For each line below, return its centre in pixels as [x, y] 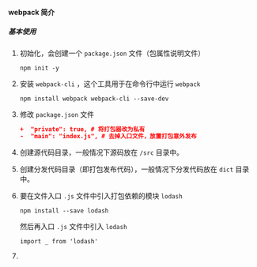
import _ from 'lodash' [59, 242]
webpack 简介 [32, 12]
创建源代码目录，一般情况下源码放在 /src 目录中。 [102, 152]
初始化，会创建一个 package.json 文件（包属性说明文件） [112, 53]
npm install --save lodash [64, 211]
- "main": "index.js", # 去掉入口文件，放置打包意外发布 [108, 137]
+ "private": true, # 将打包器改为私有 [82, 129]
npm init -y [39, 68]
